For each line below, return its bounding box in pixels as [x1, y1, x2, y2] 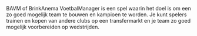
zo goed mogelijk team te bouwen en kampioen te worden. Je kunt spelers [6, 11, 187, 18]
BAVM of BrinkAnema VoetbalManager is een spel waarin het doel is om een [6, 5, 191, 12]
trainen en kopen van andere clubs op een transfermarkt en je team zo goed [6, 17, 191, 24]
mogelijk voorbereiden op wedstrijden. [6, 23, 100, 30]
